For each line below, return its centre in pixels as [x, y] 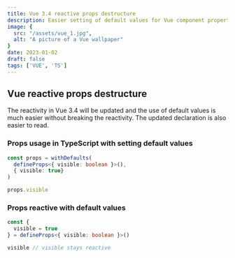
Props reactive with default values [66, 208]
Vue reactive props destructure [77, 94]
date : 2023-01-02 [33, 53]
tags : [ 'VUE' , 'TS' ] [37, 66]
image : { [20, 26]
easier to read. [28, 126]
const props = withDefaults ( [50, 158]
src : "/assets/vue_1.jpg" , [53, 33]
